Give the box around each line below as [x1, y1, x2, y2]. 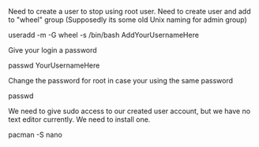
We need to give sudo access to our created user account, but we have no [8, 106, 251, 116]
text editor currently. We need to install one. [8, 115, 151, 124]
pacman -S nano [8, 130, 63, 139]
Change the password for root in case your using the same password [8, 76, 234, 85]
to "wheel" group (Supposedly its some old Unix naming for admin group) [8, 15, 247, 24]
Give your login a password [8, 46, 97, 54]
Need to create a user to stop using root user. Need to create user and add [8, 7, 251, 16]
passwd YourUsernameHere [8, 61, 100, 70]
